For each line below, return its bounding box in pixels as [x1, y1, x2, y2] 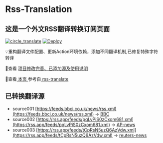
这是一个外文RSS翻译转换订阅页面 [5, 24, 110, 33]
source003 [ [12, 126, 38, 133]
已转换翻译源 [5, 92, 45, 100]
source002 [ [12, 116, 38, 122]
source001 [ [12, 105, 37, 111]
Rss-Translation [5, 3, 72, 15]
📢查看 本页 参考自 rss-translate [5, 76, 69, 82]
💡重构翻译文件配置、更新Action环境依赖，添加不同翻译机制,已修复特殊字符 [5, 48, 159, 54]
